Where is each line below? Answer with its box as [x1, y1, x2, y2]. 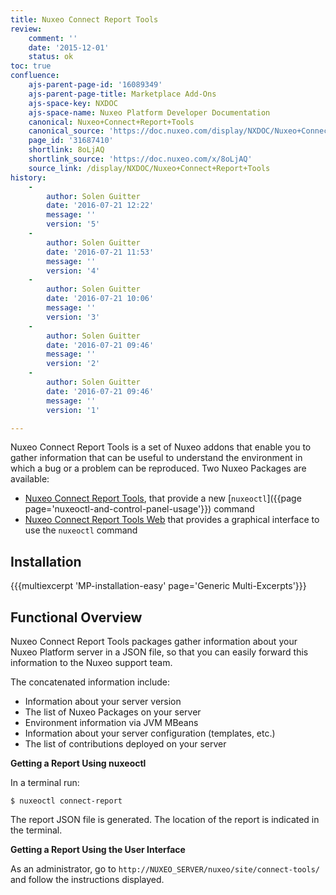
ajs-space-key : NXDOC [28, 98, 118, 108]
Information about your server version [24, 696, 182, 707]
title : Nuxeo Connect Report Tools [10, 14, 159, 25]
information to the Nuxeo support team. [10, 657, 173, 668]
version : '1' [46, 405, 101, 415]
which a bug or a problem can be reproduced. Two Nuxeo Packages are [10, 462, 307, 475]
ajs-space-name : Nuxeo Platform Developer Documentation [28, 107, 271, 118]
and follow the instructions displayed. [10, 874, 165, 885]
